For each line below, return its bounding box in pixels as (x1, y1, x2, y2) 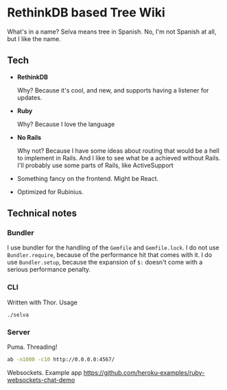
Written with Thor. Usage (7, 298, 77, 306)
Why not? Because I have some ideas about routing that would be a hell (16, 146, 219, 155)
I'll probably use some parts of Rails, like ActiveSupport (16, 161, 174, 169)
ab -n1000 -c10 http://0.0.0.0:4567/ (7, 356, 115, 363)
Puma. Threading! (7, 343, 58, 351)
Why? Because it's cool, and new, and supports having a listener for (16, 86, 209, 94)
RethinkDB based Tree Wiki (7, 5, 166, 21)
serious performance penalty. (7, 265, 91, 273)
